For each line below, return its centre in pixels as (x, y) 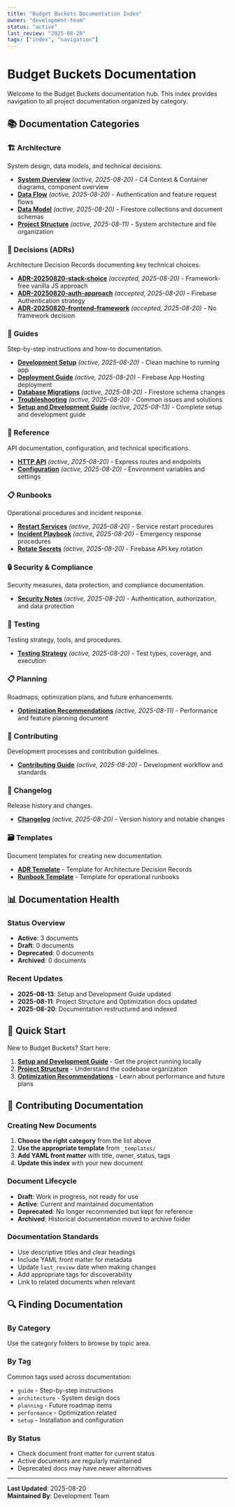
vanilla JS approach (59, 286)
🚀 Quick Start (37, 1031)
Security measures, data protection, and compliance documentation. (106, 585)
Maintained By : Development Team (58, 1496)
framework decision (46, 316)
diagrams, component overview (63, 187)
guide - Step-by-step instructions (65, 1390)
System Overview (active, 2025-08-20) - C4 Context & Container (113, 179)
